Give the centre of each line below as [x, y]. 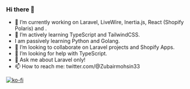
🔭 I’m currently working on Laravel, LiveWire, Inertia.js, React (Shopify [99, 22]
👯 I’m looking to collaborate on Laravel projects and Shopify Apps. [94, 47]
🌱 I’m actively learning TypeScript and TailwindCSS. [77, 35]
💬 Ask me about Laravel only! [50, 60]
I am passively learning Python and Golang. [67, 41]
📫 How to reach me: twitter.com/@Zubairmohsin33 [77, 67]
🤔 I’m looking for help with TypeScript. [61, 54]
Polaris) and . [31, 28]
